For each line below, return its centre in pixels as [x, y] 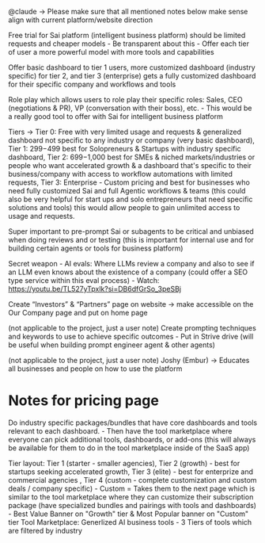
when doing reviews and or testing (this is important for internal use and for [131, 240]
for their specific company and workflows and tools [92, 84]
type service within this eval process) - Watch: [84, 280]
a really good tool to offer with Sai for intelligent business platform [115, 117]
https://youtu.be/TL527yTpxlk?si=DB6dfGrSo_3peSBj [95, 289]
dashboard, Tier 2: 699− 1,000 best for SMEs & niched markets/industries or [132, 157]
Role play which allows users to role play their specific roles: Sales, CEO [125, 99]
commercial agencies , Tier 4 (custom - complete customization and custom [132, 480]
